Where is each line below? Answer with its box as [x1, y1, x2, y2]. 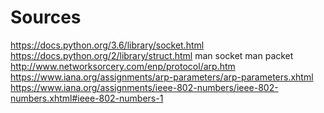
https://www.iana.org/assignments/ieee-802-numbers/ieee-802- [10, 81, 279, 93]
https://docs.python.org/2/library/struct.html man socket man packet [10, 49, 294, 61]
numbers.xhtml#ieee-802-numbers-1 [10, 92, 164, 104]
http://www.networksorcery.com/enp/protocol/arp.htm [10, 60, 236, 72]
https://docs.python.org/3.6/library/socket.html [10, 39, 205, 51]
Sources [10, 6, 82, 29]
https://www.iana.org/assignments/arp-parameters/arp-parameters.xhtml [10, 71, 314, 83]
